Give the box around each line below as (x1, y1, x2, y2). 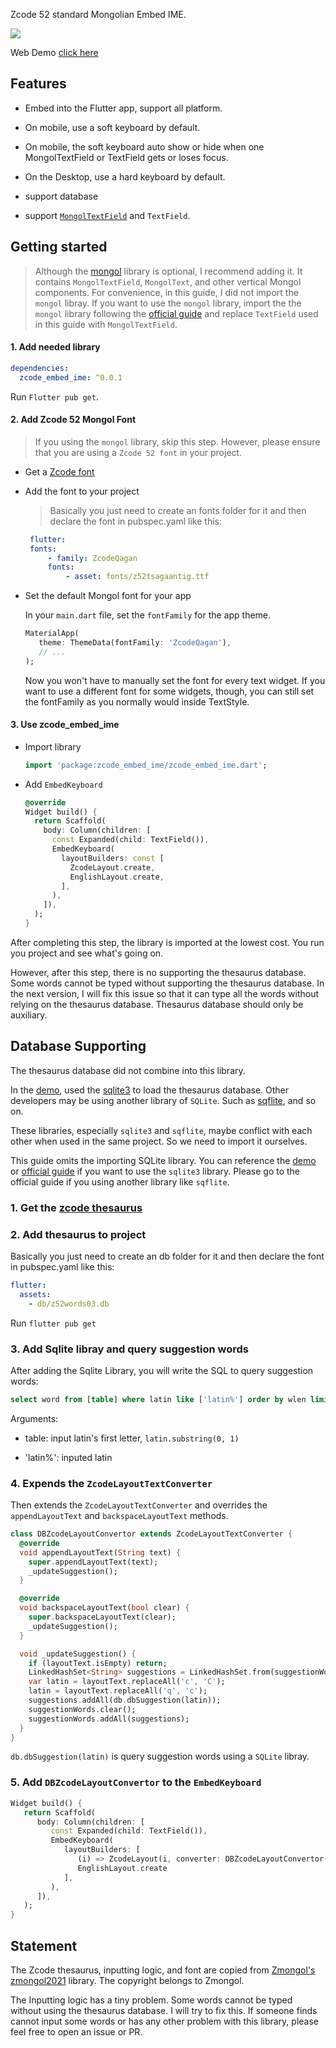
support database (24, 190, 99, 202)
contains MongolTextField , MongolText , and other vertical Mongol (34, 275, 302, 288)
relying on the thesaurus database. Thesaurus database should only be (10, 998, 304, 1010)
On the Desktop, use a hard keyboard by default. (24, 170, 226, 183)
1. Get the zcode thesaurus (10, 1200, 143, 1214)
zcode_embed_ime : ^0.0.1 (19, 372, 123, 383)
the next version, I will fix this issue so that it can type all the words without (10, 987, 319, 999)
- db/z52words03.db (28, 1299, 110, 1309)
